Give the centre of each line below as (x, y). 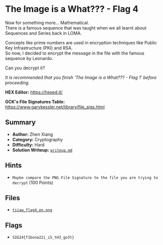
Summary (20, 122)
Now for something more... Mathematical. (47, 23)
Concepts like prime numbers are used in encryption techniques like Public (81, 42)
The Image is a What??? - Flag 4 (72, 9)
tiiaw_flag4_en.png (32, 210)
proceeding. (17, 83)
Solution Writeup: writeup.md (42, 150)
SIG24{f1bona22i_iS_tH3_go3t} (43, 238)
